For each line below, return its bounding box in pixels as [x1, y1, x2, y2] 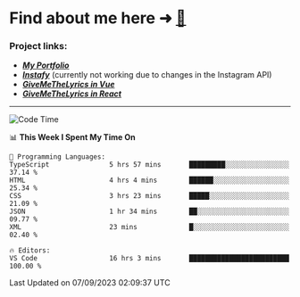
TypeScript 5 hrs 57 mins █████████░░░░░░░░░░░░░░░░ [9, 161, 290, 169]
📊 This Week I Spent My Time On [9, 132, 136, 143]
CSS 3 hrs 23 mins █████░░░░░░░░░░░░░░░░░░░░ [9, 192, 290, 201]
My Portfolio [21, 60, 70, 70]
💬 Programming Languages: [9, 153, 105, 161]
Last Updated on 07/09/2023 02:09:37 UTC [9, 277, 171, 288]
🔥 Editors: [9, 246, 51, 255]
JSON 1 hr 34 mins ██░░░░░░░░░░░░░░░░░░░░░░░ [9, 207, 290, 217]
